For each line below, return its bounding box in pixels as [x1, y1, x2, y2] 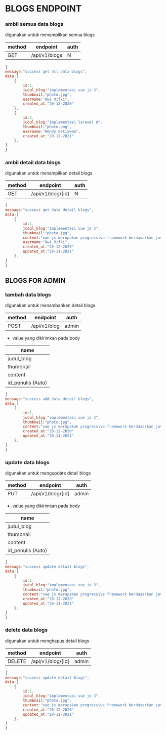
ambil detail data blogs [5, 159, 61, 166]
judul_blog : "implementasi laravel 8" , [23, 120, 103, 125]
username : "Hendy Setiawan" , [23, 129, 81, 134]
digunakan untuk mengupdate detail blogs [5, 470, 91, 476]
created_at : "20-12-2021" [23, 133, 74, 138]
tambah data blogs [5, 291, 51, 298]
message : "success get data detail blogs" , [5, 208, 94, 213]
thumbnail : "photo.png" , [23, 124, 72, 129]
